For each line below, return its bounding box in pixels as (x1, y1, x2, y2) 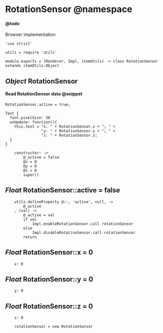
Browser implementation (5, 32, 56, 38)
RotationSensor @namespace (5, 4, 133, 15)
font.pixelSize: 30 (10, 115, 51, 120)
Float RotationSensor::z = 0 (5, 302, 93, 310)
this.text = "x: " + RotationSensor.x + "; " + (14, 124, 115, 129)
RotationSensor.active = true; (5, 102, 71, 107)
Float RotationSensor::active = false (5, 186, 120, 194)
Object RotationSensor (5, 77, 78, 85)
